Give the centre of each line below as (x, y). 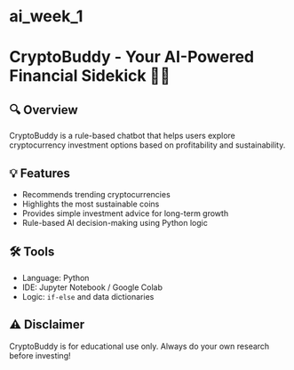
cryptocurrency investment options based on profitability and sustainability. (147, 145)
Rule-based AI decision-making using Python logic (115, 223)
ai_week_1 (46, 16)
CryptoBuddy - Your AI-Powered (132, 57)
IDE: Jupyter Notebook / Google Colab (92, 287)
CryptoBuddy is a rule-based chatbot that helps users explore (122, 136)
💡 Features (40, 173)
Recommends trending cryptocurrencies (96, 194)
